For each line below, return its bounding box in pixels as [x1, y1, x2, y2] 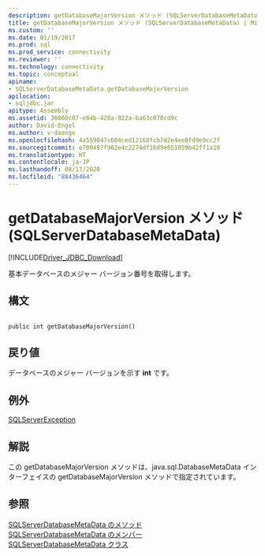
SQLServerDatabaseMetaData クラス [8, 539, 129, 549]
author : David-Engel [8, 121, 77, 129]
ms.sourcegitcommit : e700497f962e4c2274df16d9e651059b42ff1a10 [8, 144, 221, 151]
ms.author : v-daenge [8, 129, 77, 136]
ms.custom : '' [8, 26, 55, 34]
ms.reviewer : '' [8, 56, 62, 64]
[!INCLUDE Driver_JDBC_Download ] [8, 252, 124, 262]
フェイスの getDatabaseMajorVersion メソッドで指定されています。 [21, 472, 241, 482]
